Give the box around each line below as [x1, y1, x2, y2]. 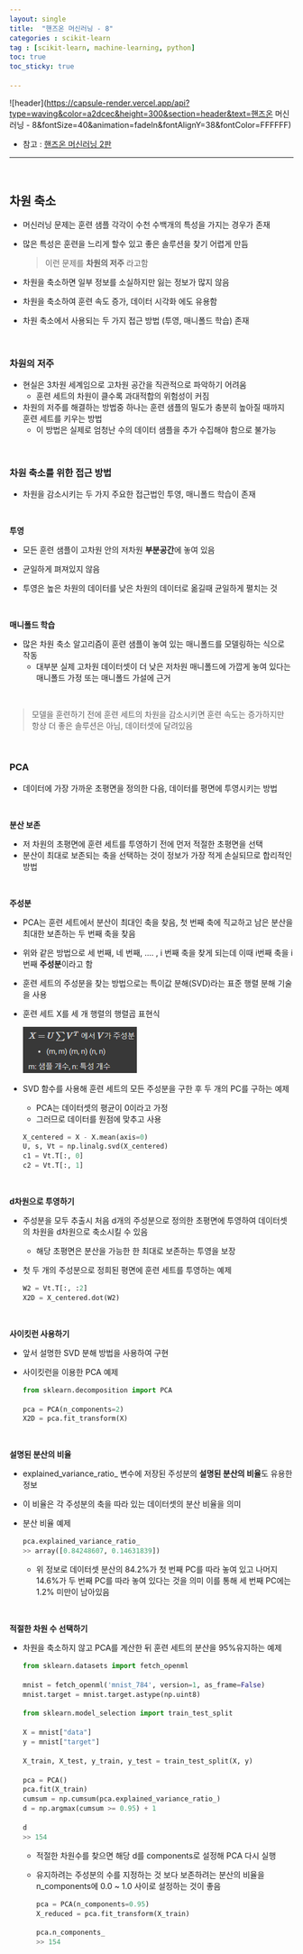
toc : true [9, 52, 47, 62]
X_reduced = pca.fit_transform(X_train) [35, 1909, 190, 1918]
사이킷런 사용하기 [9, 1328, 70, 1339]
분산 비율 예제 [22, 1518, 71, 1528]
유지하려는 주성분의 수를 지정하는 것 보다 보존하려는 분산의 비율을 [35, 1869, 265, 1880]
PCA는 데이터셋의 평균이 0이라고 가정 [35, 1102, 169, 1113]
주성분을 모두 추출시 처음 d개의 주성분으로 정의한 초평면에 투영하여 [22, 1216, 257, 1226]
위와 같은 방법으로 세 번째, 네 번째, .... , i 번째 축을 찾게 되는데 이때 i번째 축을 [22, 947, 289, 958]
